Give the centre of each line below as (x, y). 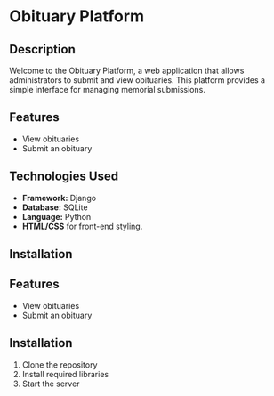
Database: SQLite (55, 207)
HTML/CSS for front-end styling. (82, 226)
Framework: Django (59, 198)
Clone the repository (60, 364)
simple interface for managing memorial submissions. (108, 89)
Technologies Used (64, 177)
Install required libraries (65, 374)
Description (42, 49)
